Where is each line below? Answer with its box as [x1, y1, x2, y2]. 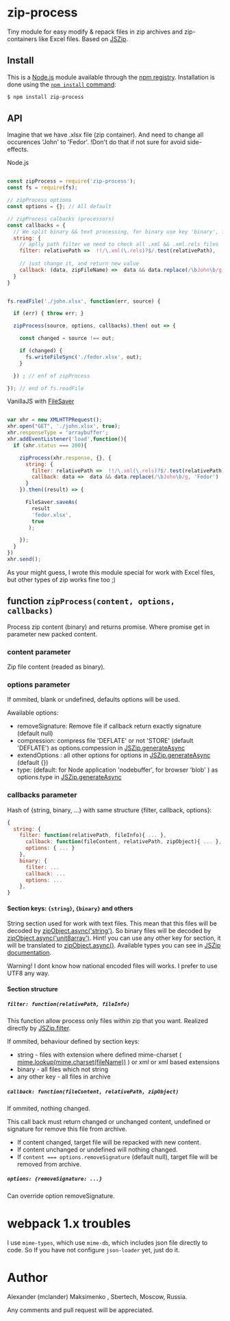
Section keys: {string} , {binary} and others [7, 904, 133, 912]
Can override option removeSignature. [7, 1191, 115, 1199]
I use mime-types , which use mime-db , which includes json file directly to [7, 1238, 208, 1247]
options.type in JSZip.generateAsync [16, 773, 122, 781]
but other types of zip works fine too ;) [7, 575, 116, 584]
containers [7, 34, 38, 43]
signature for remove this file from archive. [7, 1125, 127, 1133]
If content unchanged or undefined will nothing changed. [16, 1145, 178, 1153]
